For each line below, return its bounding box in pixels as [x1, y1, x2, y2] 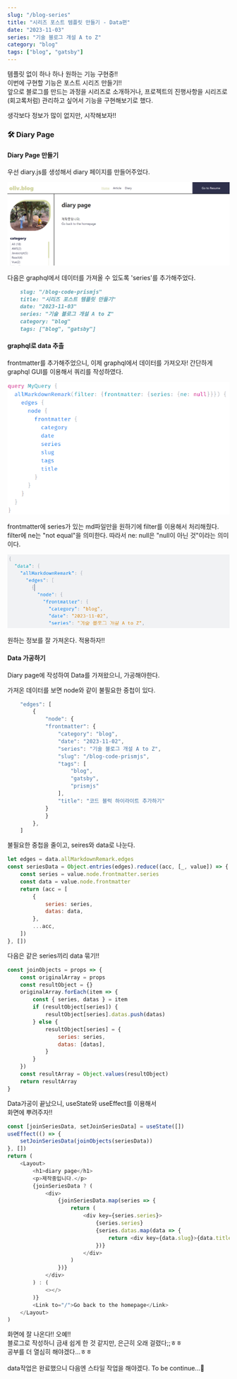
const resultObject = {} [20, 981, 93, 988]
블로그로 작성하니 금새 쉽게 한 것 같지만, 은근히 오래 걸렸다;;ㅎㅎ [7, 1339, 182, 1347]
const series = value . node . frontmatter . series [20, 871, 159, 878]
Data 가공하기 [7, 654, 46, 662]
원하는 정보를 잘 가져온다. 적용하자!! [7, 636, 106, 645]
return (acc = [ [20, 886, 68, 893]
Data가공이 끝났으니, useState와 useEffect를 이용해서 [7, 1099, 157, 1107]
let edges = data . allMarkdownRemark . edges [7, 856, 134, 863]
